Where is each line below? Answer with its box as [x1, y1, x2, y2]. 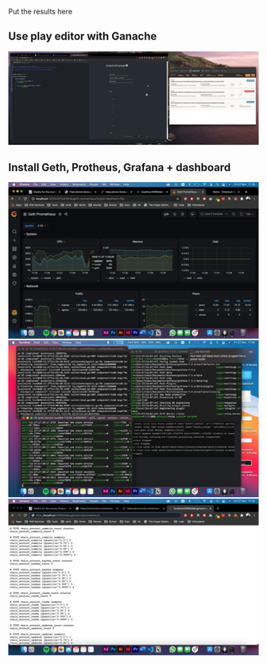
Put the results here [8, 7, 73, 16]
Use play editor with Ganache [8, 29, 157, 43]
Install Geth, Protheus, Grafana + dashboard [8, 161, 231, 174]
